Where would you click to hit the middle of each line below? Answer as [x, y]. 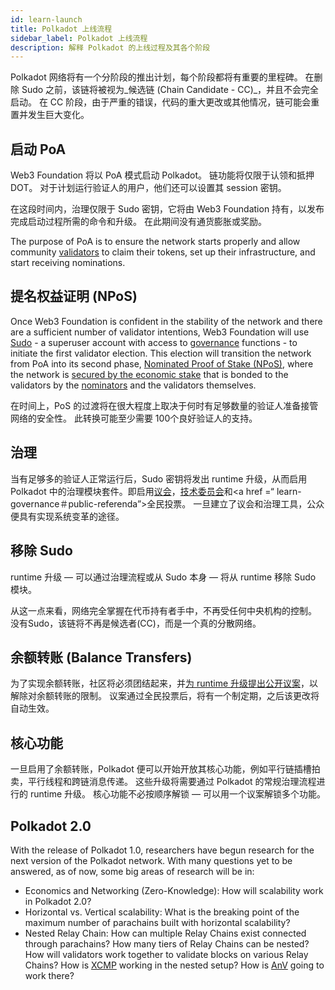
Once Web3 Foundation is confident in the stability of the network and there [166, 321]
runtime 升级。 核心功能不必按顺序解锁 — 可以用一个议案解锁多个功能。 [177, 794]
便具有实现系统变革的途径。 [67, 516]
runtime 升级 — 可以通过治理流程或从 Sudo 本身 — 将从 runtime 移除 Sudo [163, 577]
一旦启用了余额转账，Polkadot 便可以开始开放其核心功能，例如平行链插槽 [161, 769]
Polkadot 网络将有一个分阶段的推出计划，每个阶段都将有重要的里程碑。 [156, 77]
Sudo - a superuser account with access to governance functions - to [154, 342]
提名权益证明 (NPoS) [74, 296]
